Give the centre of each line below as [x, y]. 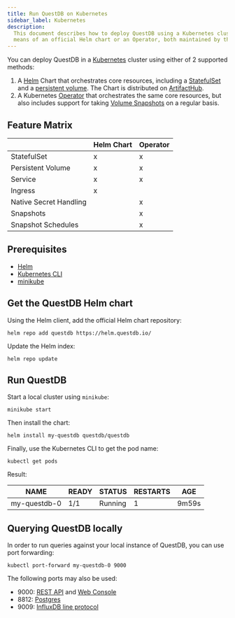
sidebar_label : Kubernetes [47, 20]
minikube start [29, 410]
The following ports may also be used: [62, 579]
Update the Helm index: [41, 346]
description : [26, 27]
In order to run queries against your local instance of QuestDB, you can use [116, 545]
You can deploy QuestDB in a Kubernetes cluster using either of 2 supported [117, 59]
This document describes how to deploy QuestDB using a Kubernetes [114, 33]
